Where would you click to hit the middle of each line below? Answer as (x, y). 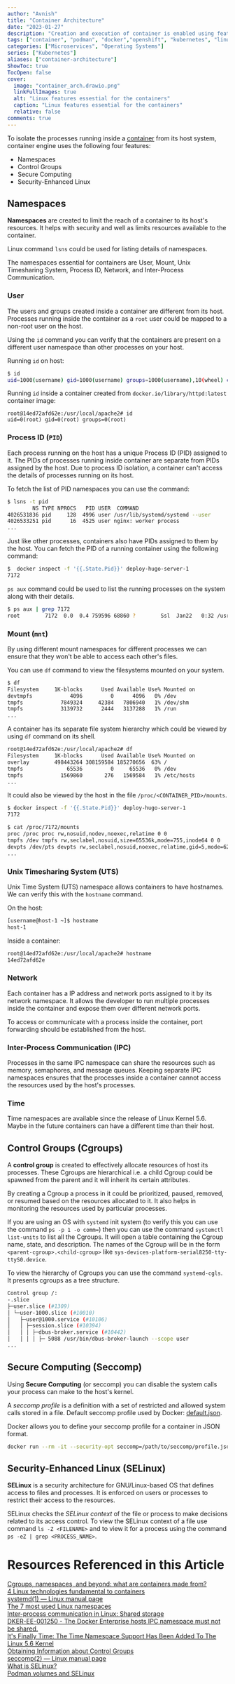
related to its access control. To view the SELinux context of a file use (107, 1521)
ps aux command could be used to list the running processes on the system (116, 589)
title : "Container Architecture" (56, 20)
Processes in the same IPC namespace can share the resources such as (111, 1062)
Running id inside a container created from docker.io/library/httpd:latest (117, 393)
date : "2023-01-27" (36, 27)
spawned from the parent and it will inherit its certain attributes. (99, 1180)
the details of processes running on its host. (71, 475)
